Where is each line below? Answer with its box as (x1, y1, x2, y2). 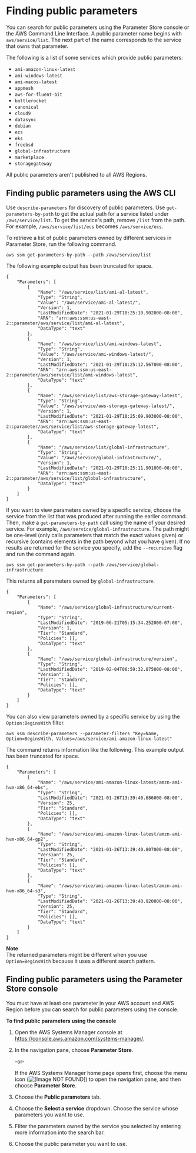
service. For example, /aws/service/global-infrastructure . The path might (6, 525, 190, 532)
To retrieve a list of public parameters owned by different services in (6, 234, 172, 241)
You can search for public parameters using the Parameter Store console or (6, 24, 190, 31)
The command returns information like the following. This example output (6, 746, 184, 753)
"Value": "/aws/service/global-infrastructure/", (37, 454, 162, 460)
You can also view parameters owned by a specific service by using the (6, 713, 180, 720)
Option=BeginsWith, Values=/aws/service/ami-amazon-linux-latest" (6, 736, 172, 742)
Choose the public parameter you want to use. (14, 1140, 128, 1147)
